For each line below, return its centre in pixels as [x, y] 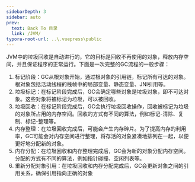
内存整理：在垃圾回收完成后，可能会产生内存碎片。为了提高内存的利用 [100, 129]
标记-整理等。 [42, 121]
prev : [13, 23]
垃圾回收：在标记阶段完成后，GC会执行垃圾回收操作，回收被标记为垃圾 [102, 106]
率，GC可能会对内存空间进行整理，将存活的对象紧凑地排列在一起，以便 [102, 136]
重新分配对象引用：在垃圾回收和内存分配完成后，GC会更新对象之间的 [99, 166]
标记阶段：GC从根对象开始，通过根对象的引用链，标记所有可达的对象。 [102, 77]
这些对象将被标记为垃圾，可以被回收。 [72, 99]
